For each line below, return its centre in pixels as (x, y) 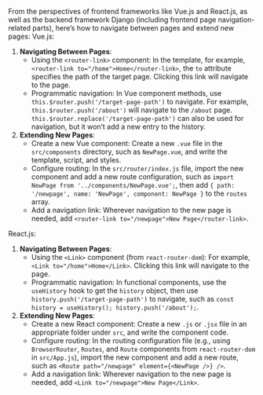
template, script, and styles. (76, 160)
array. (41, 202)
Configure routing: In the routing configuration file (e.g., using (131, 340)
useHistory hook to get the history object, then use (115, 291)
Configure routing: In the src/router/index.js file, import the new (137, 168)
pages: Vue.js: (31, 36)
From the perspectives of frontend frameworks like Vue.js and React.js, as (128, 11)
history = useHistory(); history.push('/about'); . (115, 307)
